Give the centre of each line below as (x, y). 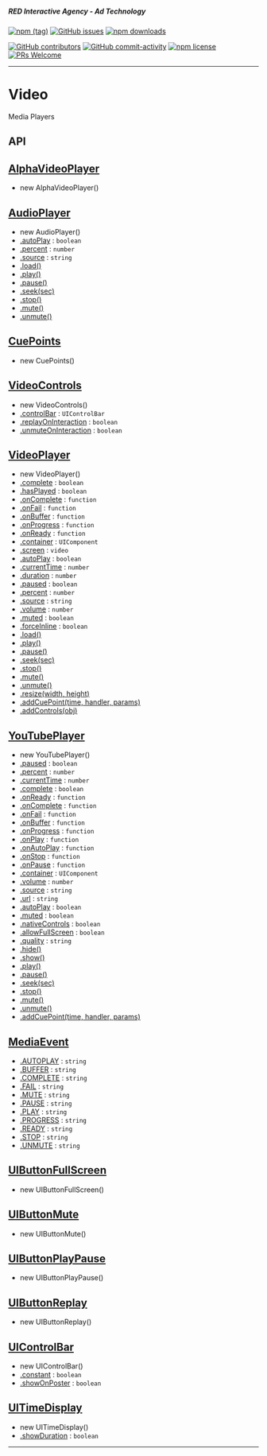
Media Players (31, 116)
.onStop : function (50, 856)
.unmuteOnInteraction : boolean (71, 430)
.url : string (39, 899)
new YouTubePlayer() (55, 755)
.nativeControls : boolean (60, 924)
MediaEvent (39, 1042)
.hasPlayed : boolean (53, 491)
